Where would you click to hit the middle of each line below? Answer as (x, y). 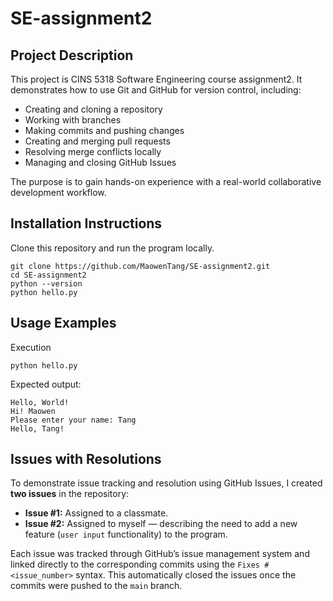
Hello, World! (40, 402)
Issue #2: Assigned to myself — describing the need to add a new (161, 524)
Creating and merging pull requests (97, 141)
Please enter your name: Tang (73, 420)
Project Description (72, 55)
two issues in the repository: (70, 494)
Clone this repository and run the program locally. (112, 248)
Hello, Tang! (37, 428)
